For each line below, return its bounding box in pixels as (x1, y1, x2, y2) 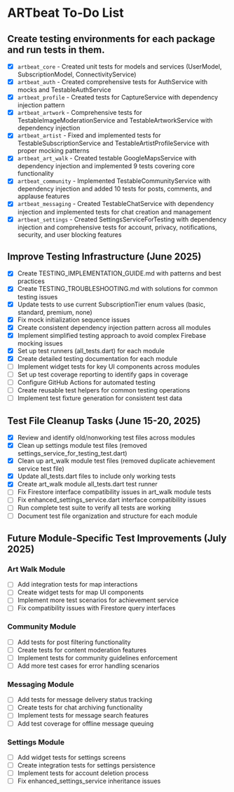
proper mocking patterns (17, 146, 90, 155)
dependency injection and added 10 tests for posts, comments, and (17, 184, 212, 193)
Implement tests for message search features (17, 711, 149, 720)
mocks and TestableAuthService (17, 86, 111, 94)
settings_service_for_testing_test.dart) (17, 449, 128, 458)
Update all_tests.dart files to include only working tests (17, 472, 177, 481)
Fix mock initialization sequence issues (17, 315, 131, 324)
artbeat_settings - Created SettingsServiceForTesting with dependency (17, 215, 227, 224)
